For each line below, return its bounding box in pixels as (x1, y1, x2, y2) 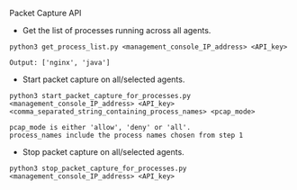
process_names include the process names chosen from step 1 (9, 131, 244, 140)
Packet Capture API (9, 8, 82, 18)
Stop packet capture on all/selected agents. (22, 147, 184, 157)
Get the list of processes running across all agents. (22, 25, 211, 35)
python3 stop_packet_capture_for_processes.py (9, 164, 187, 173)
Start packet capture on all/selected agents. (22, 74, 185, 85)
